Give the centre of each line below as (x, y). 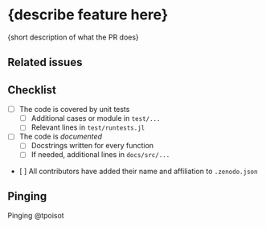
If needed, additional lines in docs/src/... (100, 155)
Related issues (45, 62)
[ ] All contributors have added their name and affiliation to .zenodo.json (138, 171)
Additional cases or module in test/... (96, 118)
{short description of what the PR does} (74, 37)
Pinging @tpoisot (36, 216)
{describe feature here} (88, 15)
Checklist (32, 90)
